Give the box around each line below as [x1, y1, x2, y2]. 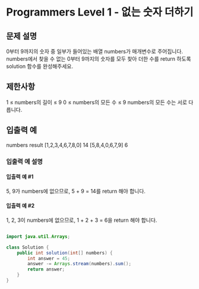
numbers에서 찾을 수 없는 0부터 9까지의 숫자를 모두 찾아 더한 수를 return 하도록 [6, 55, 191, 62]
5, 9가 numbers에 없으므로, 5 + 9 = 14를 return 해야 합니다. [6, 187, 146, 194]
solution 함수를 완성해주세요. [6, 63, 73, 70]
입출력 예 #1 [6, 173, 34, 180]
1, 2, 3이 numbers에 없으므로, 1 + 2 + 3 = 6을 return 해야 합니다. [6, 216, 157, 224]
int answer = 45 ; [27, 255, 70, 262]
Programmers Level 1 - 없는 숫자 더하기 [6, 5, 194, 19]
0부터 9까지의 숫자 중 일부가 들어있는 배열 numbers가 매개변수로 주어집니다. [6, 48, 183, 55]
